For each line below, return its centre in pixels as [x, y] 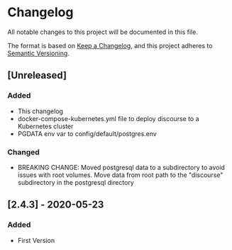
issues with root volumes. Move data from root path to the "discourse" [120, 175]
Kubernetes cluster [45, 126]
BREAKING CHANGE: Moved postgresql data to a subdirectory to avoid [121, 167]
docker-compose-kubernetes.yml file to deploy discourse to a [109, 118]
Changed [24, 152]
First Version [36, 240]
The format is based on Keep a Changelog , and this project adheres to [110, 45]
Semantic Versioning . [38, 53]
